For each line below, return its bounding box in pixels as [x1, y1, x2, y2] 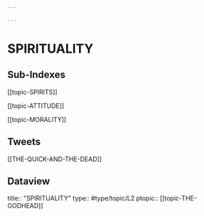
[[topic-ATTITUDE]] [7, 101, 65, 110]
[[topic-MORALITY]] [7, 115, 67, 124]
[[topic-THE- [159, 194, 198, 202]
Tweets [7, 136, 41, 148]
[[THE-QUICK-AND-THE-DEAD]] [7, 154, 102, 163]
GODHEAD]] [7, 202, 44, 210]
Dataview [7, 175, 50, 187]
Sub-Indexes [7, 69, 66, 81]
